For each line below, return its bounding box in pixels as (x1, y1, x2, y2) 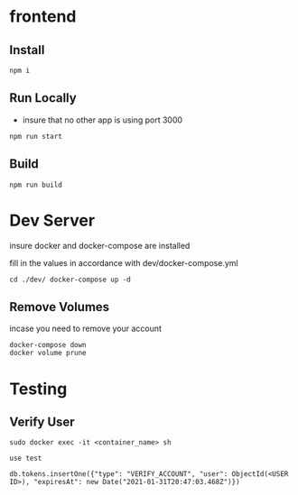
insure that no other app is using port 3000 (22, 115, 183, 125)
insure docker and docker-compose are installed (9, 240, 191, 251)
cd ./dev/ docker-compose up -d (9, 275, 131, 284)
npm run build (9, 180, 63, 189)
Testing (9, 379, 68, 399)
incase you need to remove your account (9, 323, 163, 335)
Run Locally (9, 90, 77, 105)
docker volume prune (9, 349, 88, 358)
